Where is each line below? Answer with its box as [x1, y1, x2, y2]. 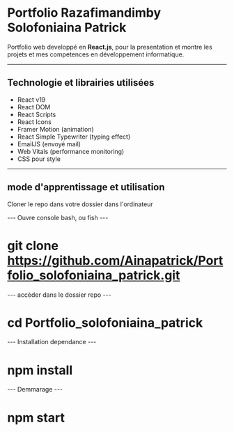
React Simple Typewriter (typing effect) [17, 132, 131, 141]
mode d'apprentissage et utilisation [7, 181, 165, 193]
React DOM [17, 102, 51, 111]
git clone [7, 238, 59, 254]
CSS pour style [17, 155, 61, 163]
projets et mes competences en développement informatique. [7, 50, 185, 59]
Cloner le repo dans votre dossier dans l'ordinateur [7, 200, 153, 208]
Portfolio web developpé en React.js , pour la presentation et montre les [7, 43, 212, 51]
